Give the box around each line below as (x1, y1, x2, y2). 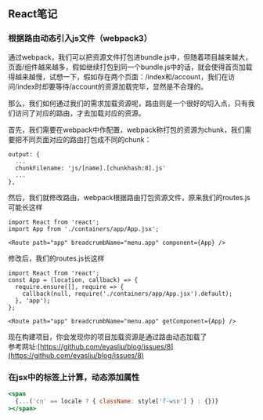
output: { (8, 150, 41, 159)
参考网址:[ (8, 341, 41, 351)
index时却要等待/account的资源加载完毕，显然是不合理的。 (17, 82, 208, 91)
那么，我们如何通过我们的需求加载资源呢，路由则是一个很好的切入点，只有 (8, 98, 248, 108)
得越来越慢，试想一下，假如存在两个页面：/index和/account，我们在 (8, 71, 229, 81)
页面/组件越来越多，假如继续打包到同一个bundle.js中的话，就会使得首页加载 (8, 62, 253, 71)
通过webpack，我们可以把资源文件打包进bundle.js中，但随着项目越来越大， (8, 52, 253, 61)
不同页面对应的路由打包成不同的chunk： (21, 134, 152, 144)
